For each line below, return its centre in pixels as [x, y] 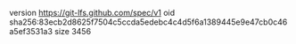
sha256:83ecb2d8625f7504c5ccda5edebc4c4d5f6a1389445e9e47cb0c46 [148, 22]
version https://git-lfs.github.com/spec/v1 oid [92, 13]
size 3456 [73, 31]
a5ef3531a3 [31, 31]
